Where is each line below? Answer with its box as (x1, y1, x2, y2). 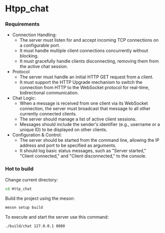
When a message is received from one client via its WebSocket (19, 100, 148, 107)
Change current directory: (5, 176, 58, 182)
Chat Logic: (12, 95, 36, 101)
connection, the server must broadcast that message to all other (19, 106, 151, 112)
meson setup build (5, 205, 43, 210)
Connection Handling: (12, 32, 57, 38)
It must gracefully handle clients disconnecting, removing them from (19, 58, 159, 64)
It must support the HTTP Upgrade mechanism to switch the (19, 79, 142, 85)
